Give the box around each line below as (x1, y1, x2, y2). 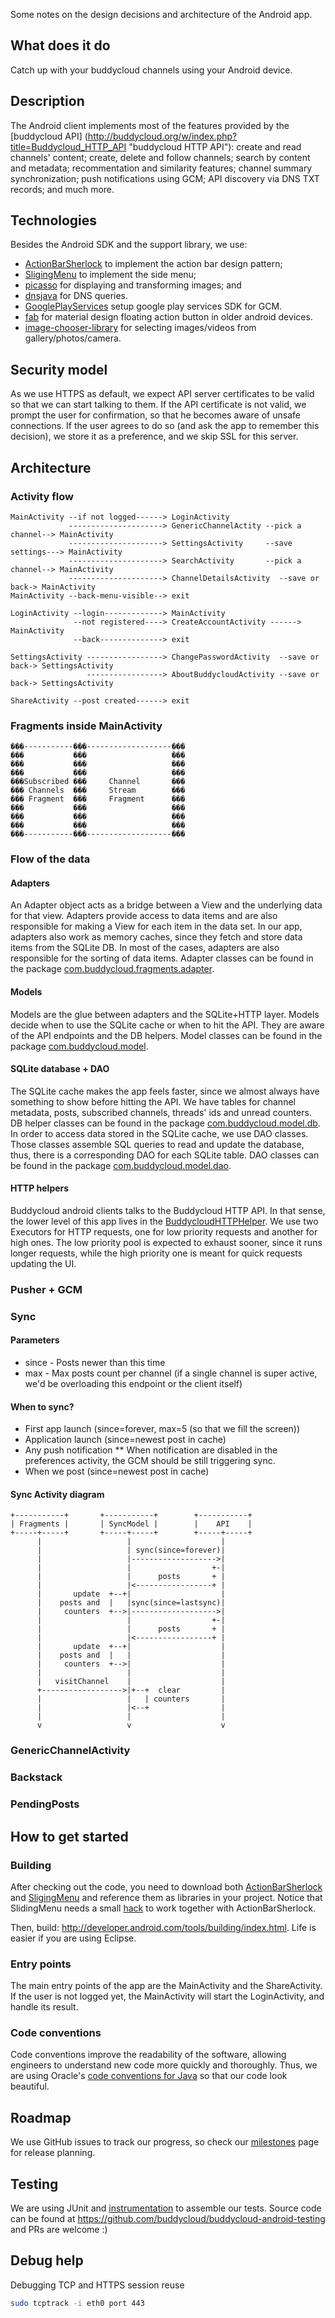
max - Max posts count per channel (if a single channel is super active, (24, 1367, 318, 1379)
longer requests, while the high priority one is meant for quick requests (10, 1247, 303, 1259)
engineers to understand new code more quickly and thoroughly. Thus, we (10, 2059, 318, 2071)
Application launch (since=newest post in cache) (24, 1434, 227, 1446)
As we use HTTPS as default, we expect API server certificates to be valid (10, 388, 315, 400)
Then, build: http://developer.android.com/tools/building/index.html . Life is (10, 1921, 317, 1933)
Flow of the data (10, 852, 91, 866)
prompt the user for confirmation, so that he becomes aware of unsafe (10, 409, 301, 421)
